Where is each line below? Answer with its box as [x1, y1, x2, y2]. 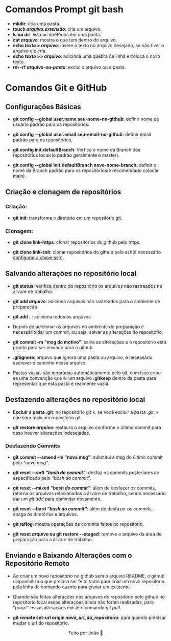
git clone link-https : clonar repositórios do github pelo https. [12, 239, 141, 245]
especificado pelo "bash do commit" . [12, 475, 92, 481]
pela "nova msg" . [12, 459, 50, 465]
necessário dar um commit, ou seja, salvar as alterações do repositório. [12, 329, 163, 335]
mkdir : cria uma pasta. [12, 20, 61, 27]
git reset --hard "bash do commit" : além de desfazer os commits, [12, 505, 153, 511]
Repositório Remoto [5, 559, 70, 568]
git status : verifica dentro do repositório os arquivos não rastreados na [12, 283, 162, 289]
